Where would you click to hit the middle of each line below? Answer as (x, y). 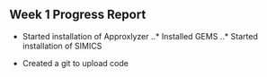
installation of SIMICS (62, 46)
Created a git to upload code (75, 63)
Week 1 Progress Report (78, 15)
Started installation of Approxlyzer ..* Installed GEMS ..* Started (140, 36)
